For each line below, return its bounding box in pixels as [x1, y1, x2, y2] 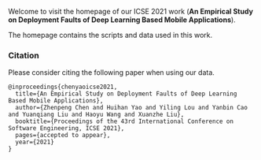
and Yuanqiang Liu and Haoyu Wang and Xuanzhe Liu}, [8, 110, 185, 119]
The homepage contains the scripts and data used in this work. [8, 31, 213, 39]
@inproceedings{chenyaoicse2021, [8, 83, 118, 91]
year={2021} [15, 138, 55, 147]
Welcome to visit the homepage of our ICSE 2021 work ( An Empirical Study [8, 7, 254, 16]
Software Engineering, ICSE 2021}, [8, 125, 125, 132]
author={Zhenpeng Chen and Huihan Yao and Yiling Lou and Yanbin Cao [15, 104, 248, 112]
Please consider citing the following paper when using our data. [8, 68, 215, 77]
